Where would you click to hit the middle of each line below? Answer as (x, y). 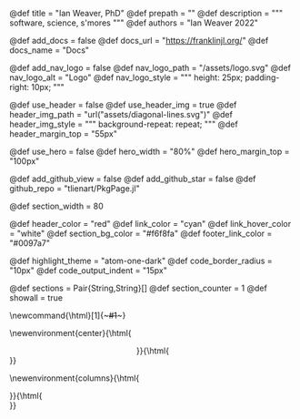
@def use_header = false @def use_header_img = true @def (123, 105)
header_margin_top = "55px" (64, 134)
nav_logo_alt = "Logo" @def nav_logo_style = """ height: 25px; (126, 77)
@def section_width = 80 (57, 206)
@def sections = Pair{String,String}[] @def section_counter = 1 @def (139, 288)
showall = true (36, 298)
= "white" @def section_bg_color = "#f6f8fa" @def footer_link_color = (141, 233)
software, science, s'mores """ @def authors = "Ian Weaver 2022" (134, 23)
